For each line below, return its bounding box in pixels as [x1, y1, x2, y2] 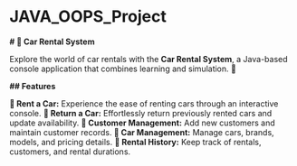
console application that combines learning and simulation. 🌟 [9, 63, 237, 74]
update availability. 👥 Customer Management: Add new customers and [9, 117, 276, 128]
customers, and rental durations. [9, 146, 131, 157]
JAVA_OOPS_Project [9, 6, 168, 27]
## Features [9, 80, 56, 91]
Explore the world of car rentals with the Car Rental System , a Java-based [9, 53, 288, 64]
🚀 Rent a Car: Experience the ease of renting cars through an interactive [9, 97, 279, 109]
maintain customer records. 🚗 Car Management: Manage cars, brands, [9, 126, 274, 137]
